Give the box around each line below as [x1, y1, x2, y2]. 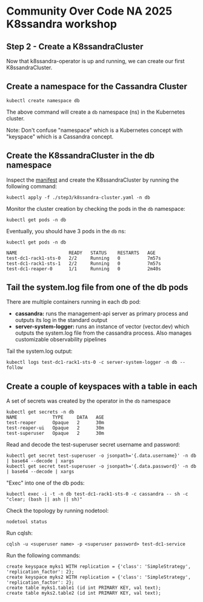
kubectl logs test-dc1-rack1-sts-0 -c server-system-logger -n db [6, 360, 178, 366]
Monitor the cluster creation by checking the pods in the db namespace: [6, 205, 186, 212]
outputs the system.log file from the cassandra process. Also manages [15, 329, 192, 337]
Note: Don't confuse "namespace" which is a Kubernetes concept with [6, 126, 183, 134]
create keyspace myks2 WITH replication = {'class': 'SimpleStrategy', [6, 574, 191, 581]
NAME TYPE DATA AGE [6, 414, 104, 420]
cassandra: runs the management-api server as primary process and [15, 310, 188, 317]
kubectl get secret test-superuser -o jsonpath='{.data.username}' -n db [6, 453, 197, 459]
